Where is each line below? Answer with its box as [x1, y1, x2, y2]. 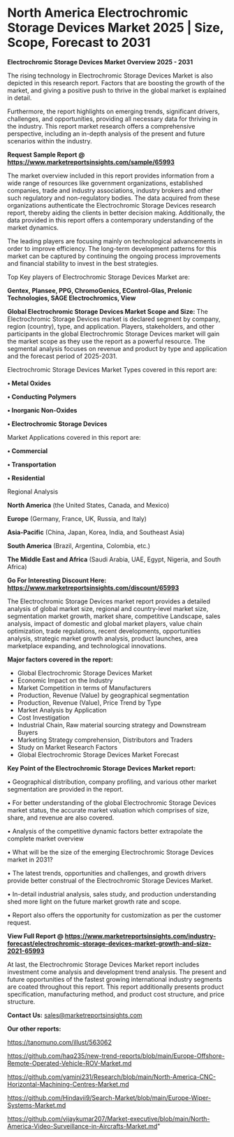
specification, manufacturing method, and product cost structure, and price [7, 989, 225, 998]
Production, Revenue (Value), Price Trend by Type [17, 698, 162, 707]
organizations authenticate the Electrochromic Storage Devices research [7, 201, 217, 209]
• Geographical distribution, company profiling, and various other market [7, 778, 217, 786]
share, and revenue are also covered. [7, 813, 115, 822]
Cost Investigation [17, 713, 70, 722]
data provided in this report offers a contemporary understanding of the [7, 215, 214, 224]
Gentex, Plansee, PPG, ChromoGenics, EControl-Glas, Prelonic [7, 286, 192, 294]
